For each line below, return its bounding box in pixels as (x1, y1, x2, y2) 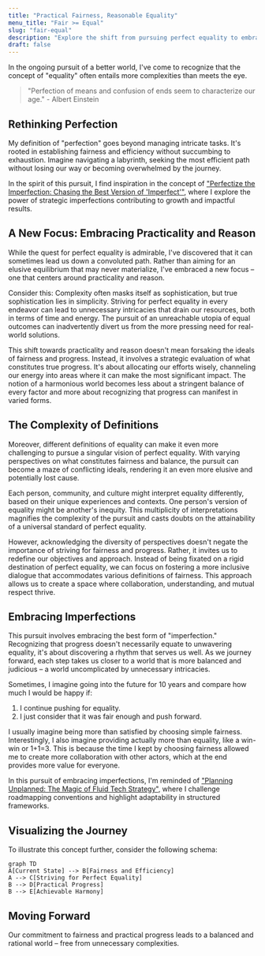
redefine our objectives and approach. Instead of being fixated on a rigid (8, 554, 244, 563)
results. (8, 204, 33, 213)
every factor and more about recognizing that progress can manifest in (8, 387, 238, 397)
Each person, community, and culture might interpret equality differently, (8, 488, 244, 498)
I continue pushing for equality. (19, 704, 121, 713)
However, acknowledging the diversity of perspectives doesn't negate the (8, 537, 248, 547)
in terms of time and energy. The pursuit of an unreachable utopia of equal (8, 313, 251, 323)
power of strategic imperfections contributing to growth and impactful (8, 195, 235, 205)
